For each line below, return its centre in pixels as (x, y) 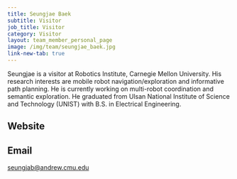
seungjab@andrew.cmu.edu (48, 168)
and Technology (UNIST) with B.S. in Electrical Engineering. (94, 104)
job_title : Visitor (36, 27)
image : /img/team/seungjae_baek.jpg (61, 47)
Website (26, 126)
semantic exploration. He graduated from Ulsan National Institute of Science (119, 96)
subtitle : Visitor (34, 21)
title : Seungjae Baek (39, 14)
